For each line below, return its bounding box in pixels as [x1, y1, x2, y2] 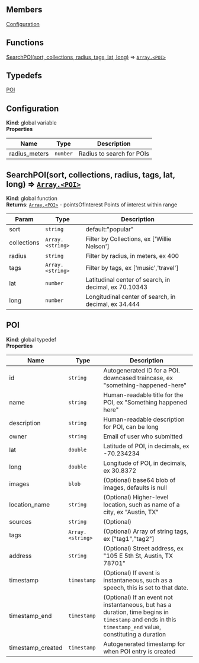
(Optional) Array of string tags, [103, 527, 188, 535]
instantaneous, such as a [103, 576, 173, 584]
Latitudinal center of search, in [85, 276, 171, 284]
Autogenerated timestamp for [103, 640, 185, 648]
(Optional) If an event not [103, 593, 173, 601]
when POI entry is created [103, 647, 176, 655]
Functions [6, 38, 44, 48]
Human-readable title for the [103, 391, 184, 399]
